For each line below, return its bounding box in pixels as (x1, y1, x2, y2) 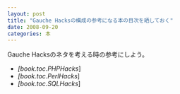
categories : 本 (7, 30, 51, 37)
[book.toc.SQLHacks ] (17, 79, 81, 88)
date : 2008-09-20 (7, 23, 59, 30)
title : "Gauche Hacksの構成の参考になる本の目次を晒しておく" (7, 17, 174, 24)
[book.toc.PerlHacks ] (17, 72, 80, 81)
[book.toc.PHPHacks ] (17, 64, 81, 73)
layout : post (7, 10, 46, 18)
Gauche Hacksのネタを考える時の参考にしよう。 (7, 50, 149, 59)
